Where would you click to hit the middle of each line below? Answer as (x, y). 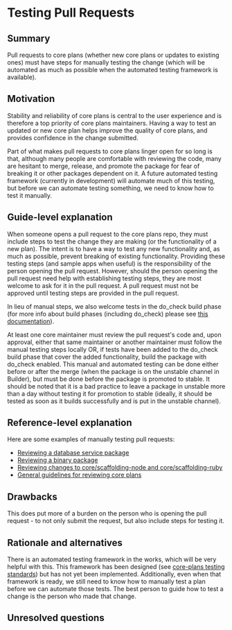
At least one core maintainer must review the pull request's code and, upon (114, 334)
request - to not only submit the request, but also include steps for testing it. (116, 521)
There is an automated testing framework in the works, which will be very (112, 559)
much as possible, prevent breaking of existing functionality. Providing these (116, 256)
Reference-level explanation (70, 423)
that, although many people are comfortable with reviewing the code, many (114, 158)
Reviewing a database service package (73, 453)
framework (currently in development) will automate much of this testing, (111, 180)
